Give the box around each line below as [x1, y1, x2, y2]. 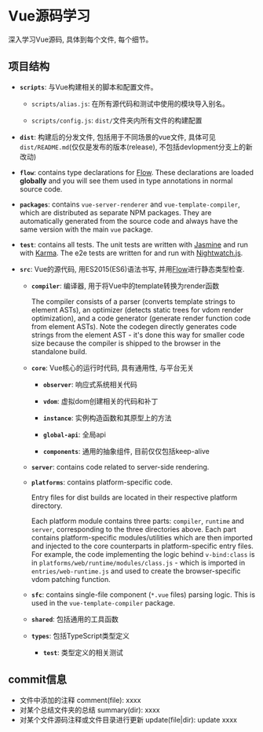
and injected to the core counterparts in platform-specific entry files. [31, 541, 254, 551]
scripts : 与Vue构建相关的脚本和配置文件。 [19, 82, 158, 91]
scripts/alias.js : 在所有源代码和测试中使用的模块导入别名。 [31, 99, 230, 108]
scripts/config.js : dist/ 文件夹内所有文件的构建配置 [31, 115, 203, 125]
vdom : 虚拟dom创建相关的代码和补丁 [42, 396, 159, 405]
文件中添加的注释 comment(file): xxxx [19, 695, 141, 705]
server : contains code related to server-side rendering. [31, 462, 210, 471]
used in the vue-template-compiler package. [31, 598, 175, 607]
